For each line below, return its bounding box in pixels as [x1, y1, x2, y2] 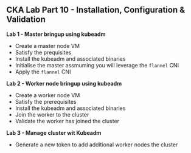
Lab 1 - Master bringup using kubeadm [6, 30, 106, 38]
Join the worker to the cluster [15, 110, 89, 118]
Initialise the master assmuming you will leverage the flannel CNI [15, 61, 179, 69]
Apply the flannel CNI [15, 68, 71, 75]
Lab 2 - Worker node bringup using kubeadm [6, 80, 122, 87]
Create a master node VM [15, 42, 80, 49]
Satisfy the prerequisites [15, 98, 77, 105]
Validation [6, 15, 46, 25]
